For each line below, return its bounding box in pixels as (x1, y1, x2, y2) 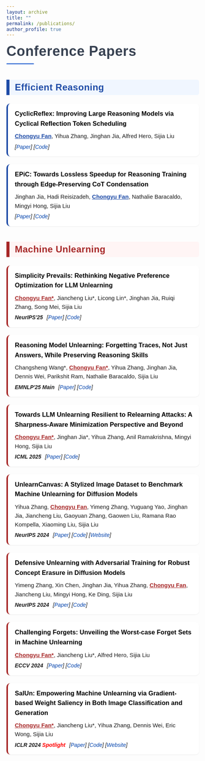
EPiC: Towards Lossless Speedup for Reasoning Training (15, 170, 187, 178)
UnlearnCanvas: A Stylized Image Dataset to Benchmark (15, 480, 183, 488)
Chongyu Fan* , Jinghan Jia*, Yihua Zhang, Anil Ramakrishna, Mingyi (15, 434, 192, 441)
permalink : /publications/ (6, 20, 75, 26)
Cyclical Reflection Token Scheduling (15, 119, 127, 127)
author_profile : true (6, 26, 62, 33)
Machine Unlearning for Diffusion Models (15, 490, 138, 498)
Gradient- (148, 689, 177, 697)
